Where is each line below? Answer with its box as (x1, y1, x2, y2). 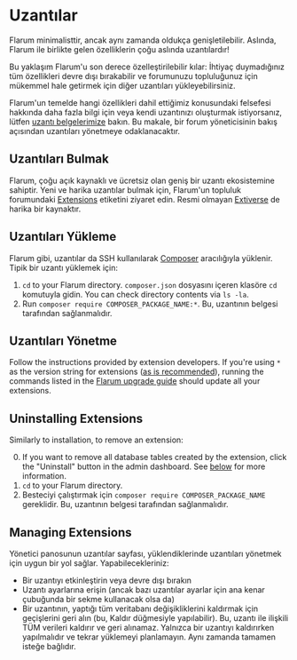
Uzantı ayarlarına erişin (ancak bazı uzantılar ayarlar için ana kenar (21, 584, 266, 595)
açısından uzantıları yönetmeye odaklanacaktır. (9, 125, 180, 136)
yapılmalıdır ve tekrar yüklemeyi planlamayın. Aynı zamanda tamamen (21, 632, 277, 642)
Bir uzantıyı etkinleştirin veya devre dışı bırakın (21, 575, 192, 585)
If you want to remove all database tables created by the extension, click (21, 452, 287, 463)
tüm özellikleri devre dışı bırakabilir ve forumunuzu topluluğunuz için (9, 70, 259, 81)
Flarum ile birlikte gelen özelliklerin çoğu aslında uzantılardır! (9, 44, 230, 54)
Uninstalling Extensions (9, 410, 144, 426)
